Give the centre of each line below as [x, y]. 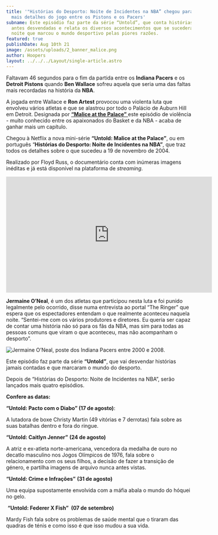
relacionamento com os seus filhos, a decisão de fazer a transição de [90, 461]
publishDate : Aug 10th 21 [38, 45]
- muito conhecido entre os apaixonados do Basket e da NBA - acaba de [94, 120]
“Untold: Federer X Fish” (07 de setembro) [61, 508]
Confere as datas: [28, 397]
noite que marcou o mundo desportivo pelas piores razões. [85, 34]
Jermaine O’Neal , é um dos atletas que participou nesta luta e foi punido [95, 300]
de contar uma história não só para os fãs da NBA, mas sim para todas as [95, 326]
